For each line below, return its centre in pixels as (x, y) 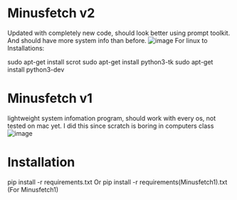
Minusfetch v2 (51, 13)
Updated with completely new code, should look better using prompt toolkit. (119, 33)
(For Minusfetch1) (33, 189)
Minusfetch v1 (50, 99)
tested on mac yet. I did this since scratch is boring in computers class (111, 126)
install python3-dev (36, 69)
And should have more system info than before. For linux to (107, 40)
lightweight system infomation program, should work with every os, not (112, 118)
